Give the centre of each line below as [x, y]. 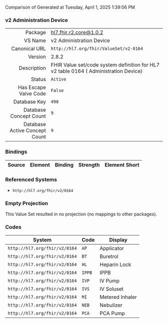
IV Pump [110, 281]
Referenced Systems [31, 179]
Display [118, 240]
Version [37, 57]
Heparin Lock [115, 264]
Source [16, 164]
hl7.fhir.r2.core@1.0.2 [77, 32]
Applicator [112, 248]
